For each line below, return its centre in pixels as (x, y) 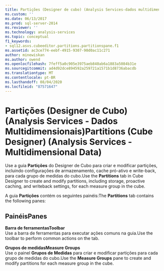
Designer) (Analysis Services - (69, 142)
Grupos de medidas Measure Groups (43, 248)
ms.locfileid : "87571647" (31, 87)
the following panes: (26, 201)
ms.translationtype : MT (29, 73)
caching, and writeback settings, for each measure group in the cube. (75, 186)
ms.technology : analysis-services (40, 32)
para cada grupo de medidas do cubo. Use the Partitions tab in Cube (74, 176)
